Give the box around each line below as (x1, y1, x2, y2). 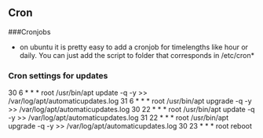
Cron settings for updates (8, 70, 108, 81)
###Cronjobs (8, 27, 51, 36)
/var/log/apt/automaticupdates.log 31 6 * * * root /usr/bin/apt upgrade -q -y (8, 96, 253, 106)
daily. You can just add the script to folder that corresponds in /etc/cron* (19, 50, 255, 60)
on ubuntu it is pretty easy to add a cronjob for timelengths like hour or (19, 42, 249, 52)
